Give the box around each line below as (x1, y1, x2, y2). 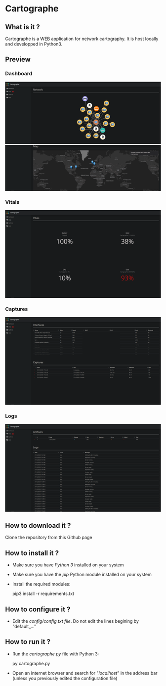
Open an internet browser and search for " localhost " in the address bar (12, 670, 158, 676)
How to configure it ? (5, 605, 71, 613)
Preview (5, 55, 31, 64)
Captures (5, 305, 28, 312)
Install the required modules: (12, 581, 71, 587)
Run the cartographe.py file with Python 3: (12, 651, 99, 657)
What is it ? (5, 23, 41, 31)
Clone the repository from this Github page (5, 535, 92, 541)
